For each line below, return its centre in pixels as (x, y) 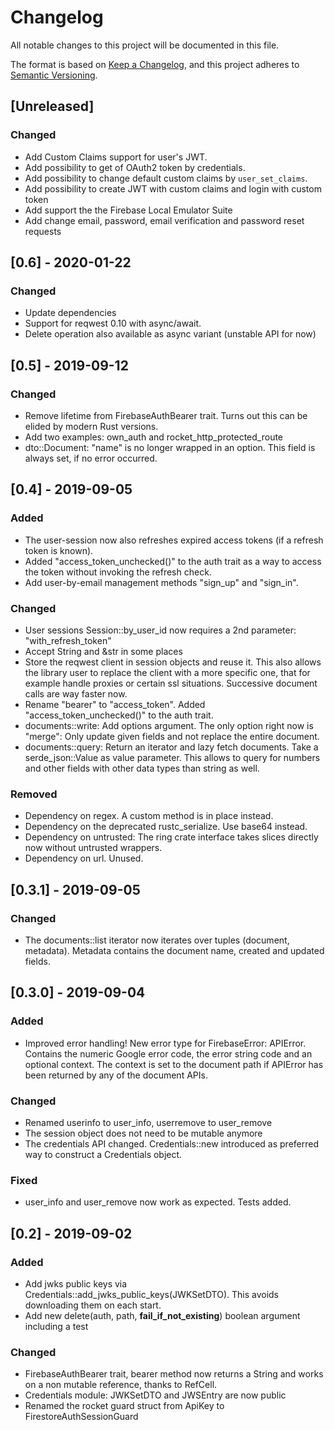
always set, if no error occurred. (91, 458)
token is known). (59, 550)
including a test (56, 1326)
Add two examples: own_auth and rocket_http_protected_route (154, 437)
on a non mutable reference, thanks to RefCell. (121, 1385)
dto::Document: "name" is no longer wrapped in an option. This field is (170, 447)
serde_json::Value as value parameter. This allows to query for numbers (172, 757)
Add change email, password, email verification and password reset (164, 220)
